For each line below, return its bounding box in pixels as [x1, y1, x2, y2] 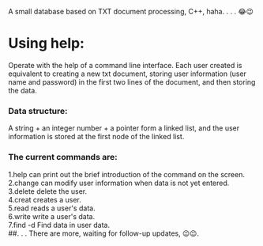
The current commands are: [8, 152, 118, 163]
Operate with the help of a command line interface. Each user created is [8, 60, 242, 70]
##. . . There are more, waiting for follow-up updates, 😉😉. [8, 229, 200, 238]
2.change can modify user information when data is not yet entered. [8, 178, 230, 187]
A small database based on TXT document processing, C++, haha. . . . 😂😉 [8, 7, 254, 16]
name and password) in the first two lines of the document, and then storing [8, 77, 256, 86]
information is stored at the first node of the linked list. [8, 132, 185, 142]
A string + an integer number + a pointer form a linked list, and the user [8, 123, 240, 133]
